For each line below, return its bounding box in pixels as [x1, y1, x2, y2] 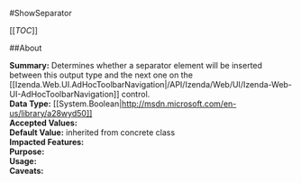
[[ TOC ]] [9, 25, 38, 35]
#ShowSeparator [9, 8, 72, 18]
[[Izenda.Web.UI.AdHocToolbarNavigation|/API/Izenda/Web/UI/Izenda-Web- [9, 79, 293, 89]
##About [9, 42, 42, 53]
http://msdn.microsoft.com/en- [121, 98, 237, 109]
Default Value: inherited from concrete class [9, 127, 176, 138]
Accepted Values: [9, 117, 78, 128]
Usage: [9, 156, 38, 166]
